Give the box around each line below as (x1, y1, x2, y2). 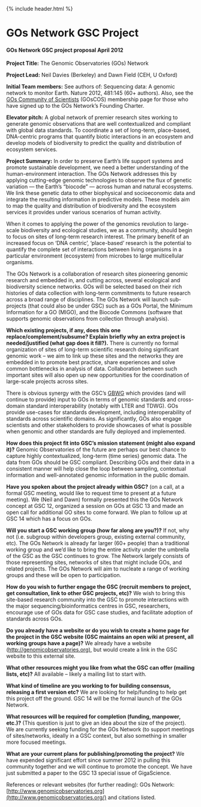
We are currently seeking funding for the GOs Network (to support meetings (6, 726, 195, 733)
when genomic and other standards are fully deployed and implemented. (6, 428, 186, 435)
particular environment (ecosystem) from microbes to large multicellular (6, 252, 184, 259)
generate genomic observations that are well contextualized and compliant (6, 120, 191, 128)
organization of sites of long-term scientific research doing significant (6, 346, 179, 353)
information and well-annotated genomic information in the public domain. (6, 472, 190, 479)
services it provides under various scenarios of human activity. (6, 209, 162, 216)
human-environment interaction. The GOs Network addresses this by (6, 170, 177, 178)
